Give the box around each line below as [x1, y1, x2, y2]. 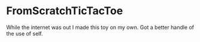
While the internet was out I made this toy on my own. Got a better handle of [6, 24, 195, 31]
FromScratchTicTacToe [6, 4, 123, 18]
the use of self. [6, 30, 43, 37]
